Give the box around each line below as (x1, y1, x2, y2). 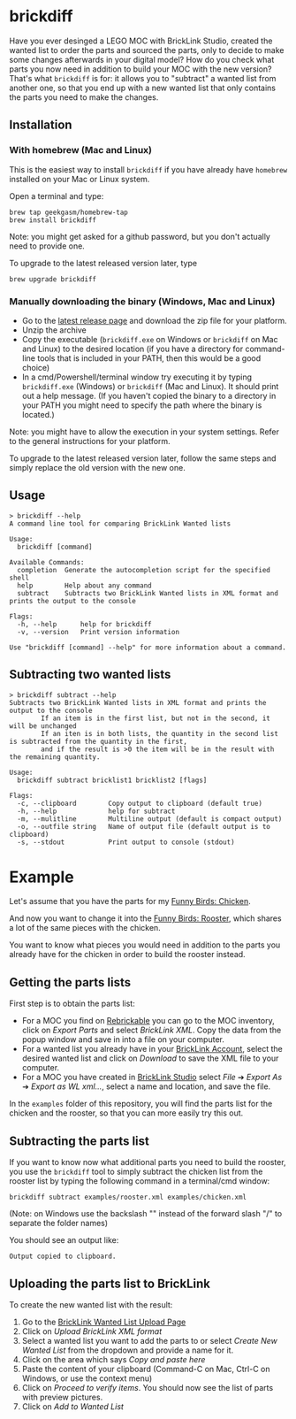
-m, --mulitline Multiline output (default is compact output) (17, 814, 283, 824)
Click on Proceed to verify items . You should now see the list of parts (21, 1382, 274, 1392)
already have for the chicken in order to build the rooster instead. (9, 949, 246, 960)
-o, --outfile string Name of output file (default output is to (17, 822, 271, 831)
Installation (9, 118, 72, 133)
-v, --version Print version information (17, 627, 179, 636)
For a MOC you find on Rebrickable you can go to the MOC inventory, (21, 1016, 276, 1026)
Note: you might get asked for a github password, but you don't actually (9, 231, 271, 242)
